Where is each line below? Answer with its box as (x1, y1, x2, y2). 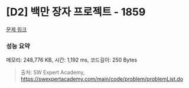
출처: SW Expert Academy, (20, 69, 85, 76)
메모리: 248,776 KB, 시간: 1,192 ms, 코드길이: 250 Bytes (6, 56, 138, 63)
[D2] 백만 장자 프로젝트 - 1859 (6, 5, 146, 19)
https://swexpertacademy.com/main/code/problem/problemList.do (20, 76, 184, 83)
